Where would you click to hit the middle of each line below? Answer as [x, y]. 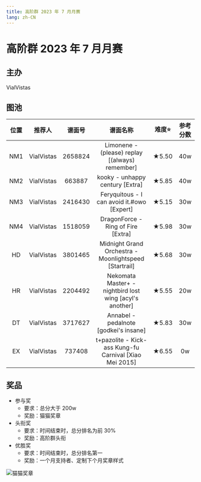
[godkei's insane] [121, 330]
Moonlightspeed [121, 259]
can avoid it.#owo [121, 202]
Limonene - [121, 145]
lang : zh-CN [21, 17]
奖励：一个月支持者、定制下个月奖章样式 [74, 460]
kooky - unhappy [121, 177]
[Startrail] [121, 266]
